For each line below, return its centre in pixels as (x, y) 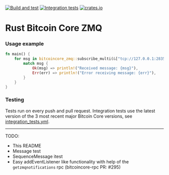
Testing (15, 100)
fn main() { (18, 54)
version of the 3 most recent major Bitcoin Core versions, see (69, 116)
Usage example (25, 44)
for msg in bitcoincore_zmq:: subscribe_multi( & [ (66, 59)
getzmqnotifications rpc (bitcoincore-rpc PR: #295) (66, 167)
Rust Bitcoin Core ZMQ (54, 28)
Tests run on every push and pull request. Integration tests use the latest (80, 111)
